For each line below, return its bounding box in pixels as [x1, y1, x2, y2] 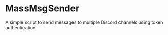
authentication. [5, 24, 37, 30]
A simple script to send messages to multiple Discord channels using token [5, 19, 163, 25]
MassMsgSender [5, 3, 80, 14]
